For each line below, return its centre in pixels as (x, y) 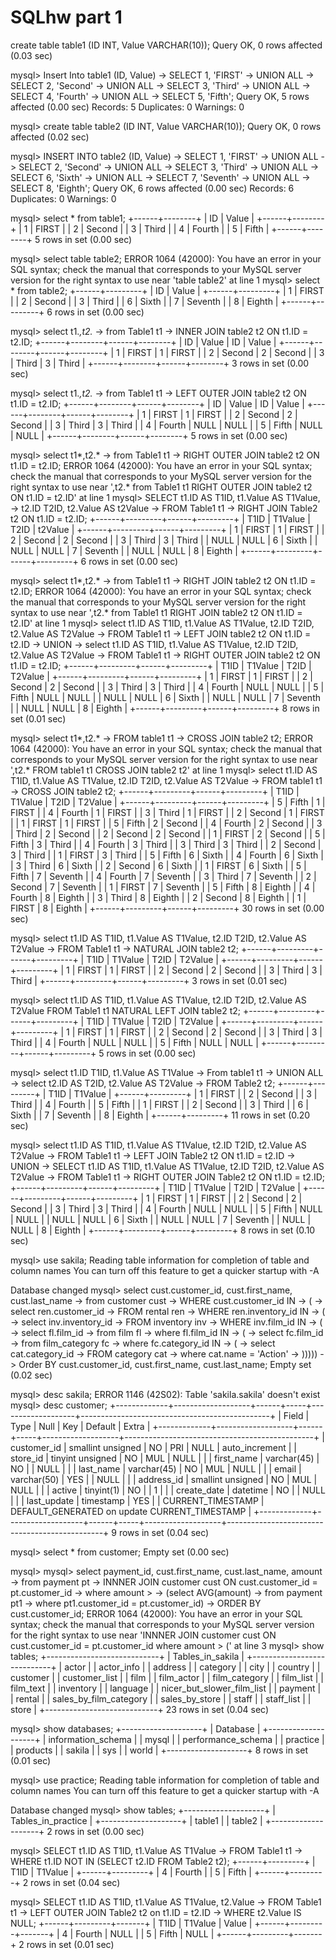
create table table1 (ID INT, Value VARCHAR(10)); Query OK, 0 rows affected (166, 45)
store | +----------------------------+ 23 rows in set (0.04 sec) (140, 1709)
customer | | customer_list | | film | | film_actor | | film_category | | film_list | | (167, 1677)
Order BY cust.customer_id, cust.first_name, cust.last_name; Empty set (165, 1364)
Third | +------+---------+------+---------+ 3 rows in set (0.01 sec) (149, 980)
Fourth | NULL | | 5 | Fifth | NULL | (145, 1933)
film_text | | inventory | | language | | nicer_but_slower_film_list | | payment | (166, 1688)
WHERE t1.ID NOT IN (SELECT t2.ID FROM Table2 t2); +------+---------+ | (163, 1861)
